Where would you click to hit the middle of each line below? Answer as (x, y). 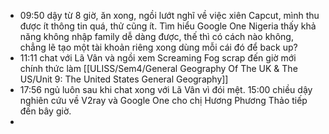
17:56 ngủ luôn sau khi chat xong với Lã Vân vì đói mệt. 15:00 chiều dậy (166, 89)
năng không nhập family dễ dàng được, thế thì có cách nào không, (156, 36)
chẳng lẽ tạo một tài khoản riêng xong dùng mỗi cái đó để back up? (158, 47)
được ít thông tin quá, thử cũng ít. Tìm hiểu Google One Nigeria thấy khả (168, 26)
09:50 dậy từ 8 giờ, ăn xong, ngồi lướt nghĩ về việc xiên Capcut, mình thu (169, 15)
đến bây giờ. (45, 111)
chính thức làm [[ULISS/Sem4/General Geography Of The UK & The (158, 68)
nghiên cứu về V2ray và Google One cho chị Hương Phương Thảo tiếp (163, 100)
